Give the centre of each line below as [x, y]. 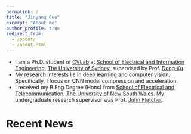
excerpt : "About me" [32, 23]
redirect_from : [25, 34]
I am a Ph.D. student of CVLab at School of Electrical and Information [100, 62]
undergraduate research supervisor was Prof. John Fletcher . [89, 99]
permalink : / [22, 12]
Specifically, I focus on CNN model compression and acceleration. [96, 80]
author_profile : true [33, 28]
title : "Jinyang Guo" [33, 17]
